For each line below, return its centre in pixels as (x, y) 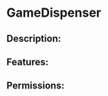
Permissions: (36, 86)
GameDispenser (54, 13)
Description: (34, 39)
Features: (28, 62)
